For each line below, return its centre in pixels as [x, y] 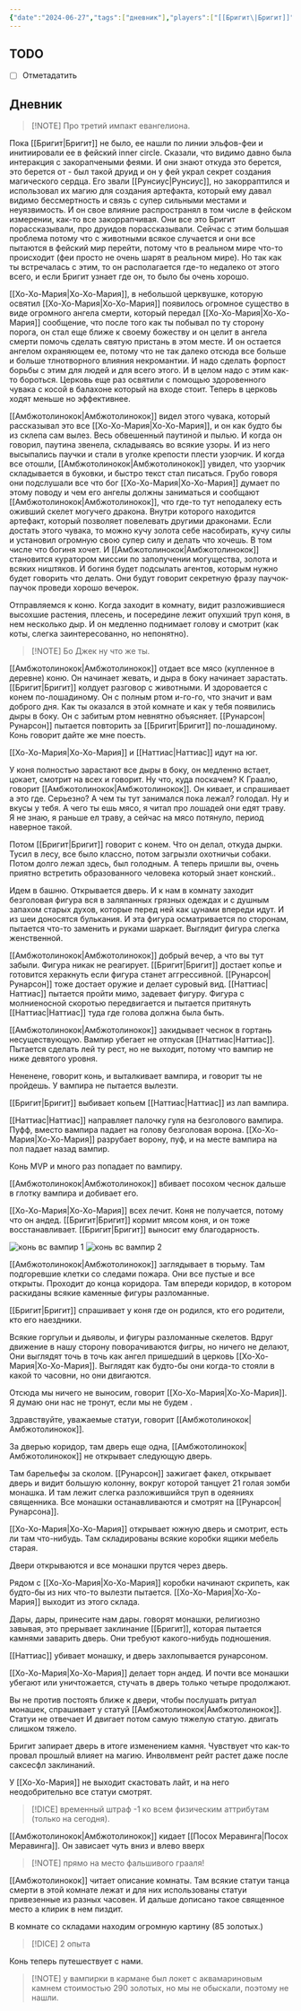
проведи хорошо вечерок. [89, 588]
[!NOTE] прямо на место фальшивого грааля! [117, 1863]
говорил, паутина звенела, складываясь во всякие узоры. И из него [140, 445]
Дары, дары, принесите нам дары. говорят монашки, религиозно [135, 1619]
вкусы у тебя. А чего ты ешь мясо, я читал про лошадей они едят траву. [148, 808]
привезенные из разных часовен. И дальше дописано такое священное [147, 1900]
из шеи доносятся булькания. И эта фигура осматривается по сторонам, [149, 919]
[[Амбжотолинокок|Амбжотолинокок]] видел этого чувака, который [140, 416]
